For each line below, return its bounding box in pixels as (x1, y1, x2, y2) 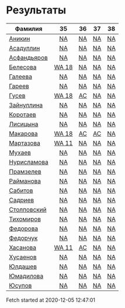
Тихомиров (9, 214, 41, 223)
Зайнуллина (9, 101, 43, 109)
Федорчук (9, 234, 38, 242)
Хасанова (9, 243, 37, 251)
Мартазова (9, 139, 41, 147)
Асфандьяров (9, 53, 48, 61)
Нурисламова (9, 158, 48, 166)
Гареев (9, 82, 29, 90)
